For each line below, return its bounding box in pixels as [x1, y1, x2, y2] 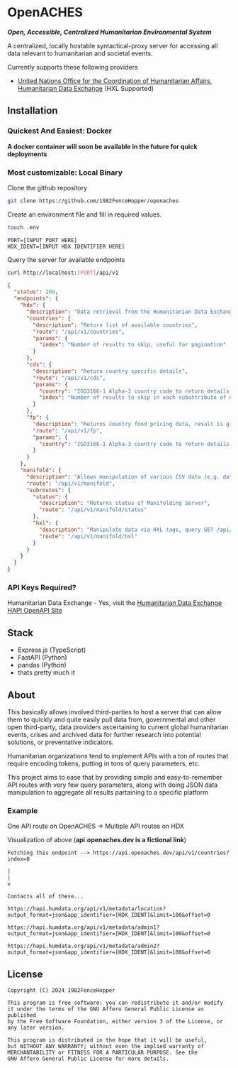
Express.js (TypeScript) [17, 645, 86, 654]
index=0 [7, 856, 30, 863]
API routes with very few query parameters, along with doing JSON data [7, 780, 218, 789]
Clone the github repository [7, 183, 88, 192]
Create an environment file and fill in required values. [7, 210, 162, 219]
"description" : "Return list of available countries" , [33, 321, 198, 329]
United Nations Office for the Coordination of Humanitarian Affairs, [17, 76, 212, 85]
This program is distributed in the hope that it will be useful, [7, 1037, 208, 1044]
